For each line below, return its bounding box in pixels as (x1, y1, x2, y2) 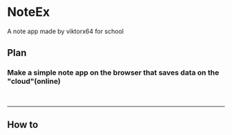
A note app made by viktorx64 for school (7, 27, 124, 35)
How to (7, 119, 39, 131)
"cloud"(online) (7, 77, 61, 87)
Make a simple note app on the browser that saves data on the (7, 68, 220, 78)
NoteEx (7, 4, 50, 20)
